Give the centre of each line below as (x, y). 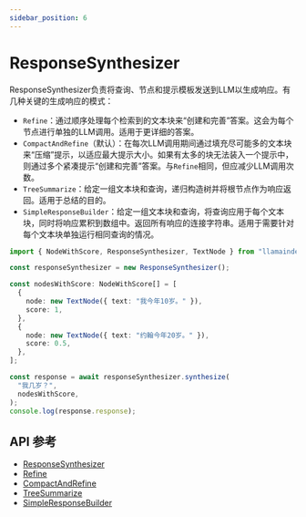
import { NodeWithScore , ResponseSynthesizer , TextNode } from (132, 252)
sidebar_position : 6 (49, 18)
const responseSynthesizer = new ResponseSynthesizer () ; (120, 268)
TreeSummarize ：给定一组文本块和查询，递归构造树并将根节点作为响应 (153, 189)
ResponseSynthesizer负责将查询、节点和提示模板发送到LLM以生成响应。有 (150, 89)
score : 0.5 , (48, 344)
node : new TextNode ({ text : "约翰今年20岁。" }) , (117, 335)
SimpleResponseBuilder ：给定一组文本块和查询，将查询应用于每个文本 (153, 212)
